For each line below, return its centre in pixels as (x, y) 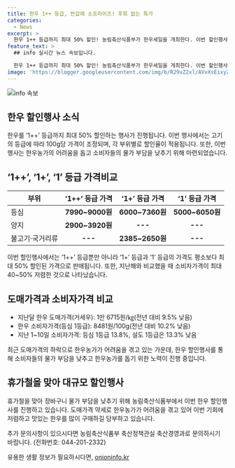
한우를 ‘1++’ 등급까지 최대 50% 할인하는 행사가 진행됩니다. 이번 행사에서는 (108, 135)
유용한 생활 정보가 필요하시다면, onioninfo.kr (68, 457)
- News (23, 27)
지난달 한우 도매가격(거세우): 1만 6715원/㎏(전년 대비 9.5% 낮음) (105, 317)
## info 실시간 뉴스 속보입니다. (55, 53)
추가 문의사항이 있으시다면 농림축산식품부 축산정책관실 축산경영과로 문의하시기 (114, 433)
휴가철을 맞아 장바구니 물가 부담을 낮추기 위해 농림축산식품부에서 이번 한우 (108, 401)
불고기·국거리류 (34, 239)
